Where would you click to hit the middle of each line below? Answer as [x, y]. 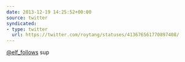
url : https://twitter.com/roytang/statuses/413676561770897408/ [96, 35]
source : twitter [27, 18]
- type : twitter [27, 29]
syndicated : [21, 23]
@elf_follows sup [28, 52]
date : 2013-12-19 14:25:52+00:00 [49, 12]
